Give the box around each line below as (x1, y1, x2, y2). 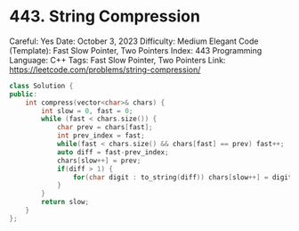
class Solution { (9, 81, 74, 90)
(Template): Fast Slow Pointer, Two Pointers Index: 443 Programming (9, 45, 263, 55)
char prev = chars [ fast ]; (56, 123, 153, 132)
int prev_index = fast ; (56, 131, 145, 140)
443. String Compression (9, 6, 200, 27)
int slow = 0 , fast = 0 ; (41, 106, 133, 115)
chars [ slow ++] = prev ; (56, 156, 141, 165)
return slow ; (41, 198, 90, 207)
